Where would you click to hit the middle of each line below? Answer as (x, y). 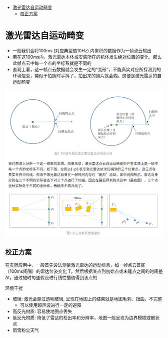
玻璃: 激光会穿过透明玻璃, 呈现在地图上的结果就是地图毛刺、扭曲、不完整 (87, 299)
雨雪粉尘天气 (25, 330)
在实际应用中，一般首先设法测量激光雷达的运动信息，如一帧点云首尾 (75, 265)
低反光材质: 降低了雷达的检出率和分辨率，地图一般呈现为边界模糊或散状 (86, 318)
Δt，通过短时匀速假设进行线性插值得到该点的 (51, 278)
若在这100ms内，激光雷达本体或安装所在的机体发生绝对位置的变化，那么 (87, 57)
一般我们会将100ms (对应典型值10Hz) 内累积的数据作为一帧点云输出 (82, 50)
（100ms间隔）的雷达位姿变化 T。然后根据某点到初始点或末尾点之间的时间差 (84, 271)
